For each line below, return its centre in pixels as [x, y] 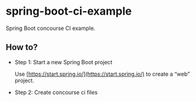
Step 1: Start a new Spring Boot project [63, 62]
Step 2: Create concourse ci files [56, 92]
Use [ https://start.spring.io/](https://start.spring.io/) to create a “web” [102, 74]
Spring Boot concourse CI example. [51, 28]
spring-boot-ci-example [69, 11]
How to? [22, 47]
